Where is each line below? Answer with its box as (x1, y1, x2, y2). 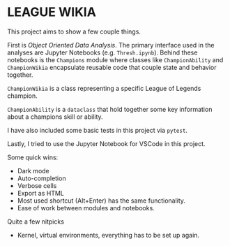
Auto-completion (17, 174, 66, 182)
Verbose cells (17, 181, 57, 189)
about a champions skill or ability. (7, 113, 103, 121)
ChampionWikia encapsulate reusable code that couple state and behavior (7, 63, 217, 71)
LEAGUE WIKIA (7, 4, 96, 20)
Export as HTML (17, 189, 65, 197)
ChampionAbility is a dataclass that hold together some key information (7, 105, 213, 113)
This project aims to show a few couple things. (7, 27, 141, 36)
